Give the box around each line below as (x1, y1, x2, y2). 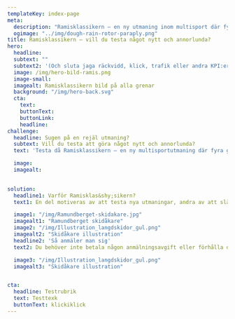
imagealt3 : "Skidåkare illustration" (13, 263, 124, 270)
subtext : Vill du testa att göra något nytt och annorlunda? (13, 141, 196, 148)
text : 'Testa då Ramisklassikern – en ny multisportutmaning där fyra (13, 147, 224, 154)
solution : (7, 185, 36, 193)
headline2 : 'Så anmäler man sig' (13, 237, 111, 244)
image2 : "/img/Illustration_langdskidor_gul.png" (13, 224, 161, 231)
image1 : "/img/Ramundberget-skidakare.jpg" (13, 211, 142, 218)
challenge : (7, 128, 39, 135)
